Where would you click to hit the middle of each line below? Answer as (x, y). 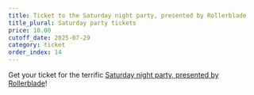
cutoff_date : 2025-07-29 (49, 38)
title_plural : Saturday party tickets (72, 23)
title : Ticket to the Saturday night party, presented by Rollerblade (127, 15)
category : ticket (37, 45)
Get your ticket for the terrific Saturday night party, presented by (114, 75)
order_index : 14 (35, 52)
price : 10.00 (30, 30)
